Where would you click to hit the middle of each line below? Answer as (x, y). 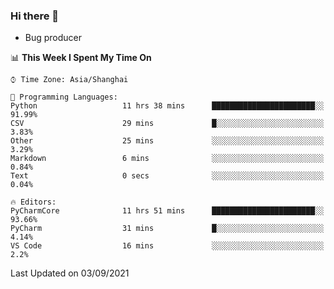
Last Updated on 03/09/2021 (70, 273)
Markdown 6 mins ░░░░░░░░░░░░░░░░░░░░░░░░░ (167, 159)
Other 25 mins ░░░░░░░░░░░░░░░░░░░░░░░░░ (167, 141)
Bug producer (53, 38)
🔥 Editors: (33, 202)
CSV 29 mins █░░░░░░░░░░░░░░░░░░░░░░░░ (167, 124)
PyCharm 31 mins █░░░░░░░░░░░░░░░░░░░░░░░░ (167, 229)
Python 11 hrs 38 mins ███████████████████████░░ (167, 106)
